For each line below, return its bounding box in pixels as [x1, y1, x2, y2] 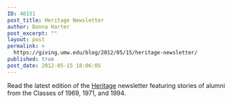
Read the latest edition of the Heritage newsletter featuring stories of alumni [7, 81, 225, 89]
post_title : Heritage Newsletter [7, 17, 105, 24]
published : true [7, 56, 54, 63]
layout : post [7, 36, 45, 43]
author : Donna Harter [7, 23, 70, 30]
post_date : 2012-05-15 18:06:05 [7, 62, 101, 69]
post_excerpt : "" [7, 29, 58, 37]
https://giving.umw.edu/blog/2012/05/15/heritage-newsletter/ [13, 50, 198, 57]
